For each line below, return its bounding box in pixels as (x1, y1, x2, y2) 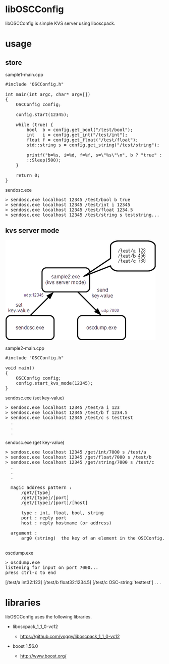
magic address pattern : (10, 484, 72, 490)
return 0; (16, 172, 40, 178)
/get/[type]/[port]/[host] (21, 500, 88, 506)
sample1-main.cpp (5, 71, 44, 77)
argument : (10, 530, 38, 536)
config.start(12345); (16, 111, 70, 117)
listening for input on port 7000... (5, 564, 99, 570)
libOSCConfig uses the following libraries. (5, 613, 92, 619)
